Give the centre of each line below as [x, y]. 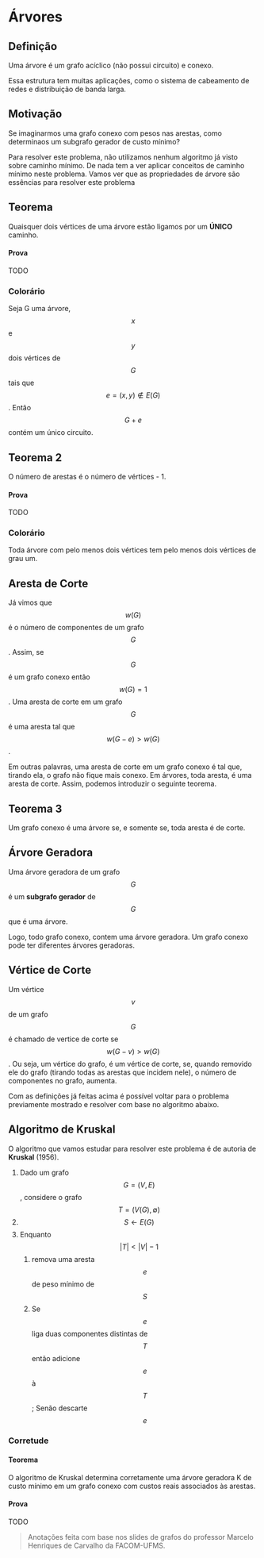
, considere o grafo [51, 1197]
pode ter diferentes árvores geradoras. [72, 945]
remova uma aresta [63, 1259]
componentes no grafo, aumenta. [63, 1080]
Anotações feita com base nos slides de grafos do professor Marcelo [140, 1537]
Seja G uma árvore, [40, 309]
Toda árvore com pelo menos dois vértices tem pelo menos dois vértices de [132, 550]
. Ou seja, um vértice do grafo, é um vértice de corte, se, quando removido [130, 1064]
